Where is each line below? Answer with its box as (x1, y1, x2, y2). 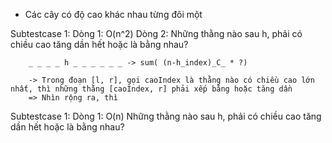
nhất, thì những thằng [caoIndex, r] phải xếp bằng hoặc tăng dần (10, 84, 293, 94)
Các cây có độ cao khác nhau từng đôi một (24, 9, 203, 20)
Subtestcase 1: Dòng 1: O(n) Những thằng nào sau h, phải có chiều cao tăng (10, 110, 322, 122)
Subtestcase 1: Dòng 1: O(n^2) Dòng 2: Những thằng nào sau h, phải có (10, 28, 303, 39)
